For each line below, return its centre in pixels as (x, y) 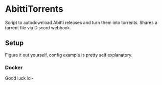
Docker (14, 67)
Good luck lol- (19, 78)
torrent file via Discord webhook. (38, 27)
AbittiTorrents (34, 9)
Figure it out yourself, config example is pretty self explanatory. (69, 55)
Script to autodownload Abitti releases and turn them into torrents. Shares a (81, 22)
